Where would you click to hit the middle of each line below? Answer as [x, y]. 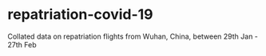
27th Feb [22, 44]
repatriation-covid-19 [80, 15]
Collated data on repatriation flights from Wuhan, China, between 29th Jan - [133, 36]
